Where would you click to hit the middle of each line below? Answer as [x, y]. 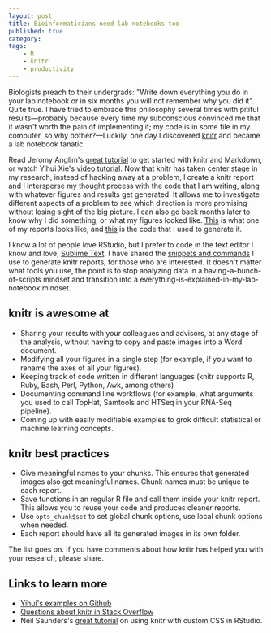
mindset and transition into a [90, 279]
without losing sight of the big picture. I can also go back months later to [129, 212]
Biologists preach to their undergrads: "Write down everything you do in [129, 92]
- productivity [49, 69]
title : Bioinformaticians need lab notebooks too [94, 24]
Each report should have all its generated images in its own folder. [130, 534]
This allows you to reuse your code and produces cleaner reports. [130, 508]
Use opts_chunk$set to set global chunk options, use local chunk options [141, 517]
